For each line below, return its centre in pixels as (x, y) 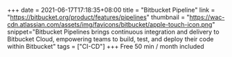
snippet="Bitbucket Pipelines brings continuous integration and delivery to (113, 32)
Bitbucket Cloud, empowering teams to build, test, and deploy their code (110, 39)
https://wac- (207, 17)
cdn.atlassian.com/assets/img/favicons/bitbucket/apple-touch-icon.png (110, 24)
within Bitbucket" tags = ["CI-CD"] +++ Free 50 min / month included (106, 46)
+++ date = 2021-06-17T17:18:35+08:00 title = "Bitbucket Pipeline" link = (111, 10)
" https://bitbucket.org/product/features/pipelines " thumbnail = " (98, 17)
